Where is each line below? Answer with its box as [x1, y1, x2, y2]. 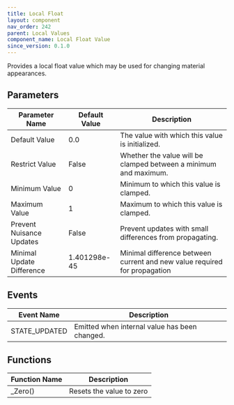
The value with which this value [120, 130, 223, 140]
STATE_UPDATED [10, 326, 68, 335]
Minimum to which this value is [120, 179, 221, 189]
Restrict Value [10, 159, 56, 169]
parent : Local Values [7, 29, 70, 37]
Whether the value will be [120, 151, 203, 160]
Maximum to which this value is [120, 199, 223, 209]
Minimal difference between [120, 248, 212, 258]
